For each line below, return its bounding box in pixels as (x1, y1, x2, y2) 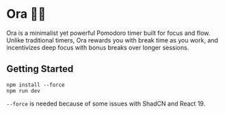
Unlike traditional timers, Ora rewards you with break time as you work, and (6, 36, 218, 44)
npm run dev (6, 87, 40, 95)
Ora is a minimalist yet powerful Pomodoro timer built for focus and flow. (6, 29, 211, 37)
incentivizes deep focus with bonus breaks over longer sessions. (6, 43, 189, 51)
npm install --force (6, 81, 66, 88)
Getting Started (6, 63, 74, 75)
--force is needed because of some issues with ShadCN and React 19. (6, 99, 206, 108)
